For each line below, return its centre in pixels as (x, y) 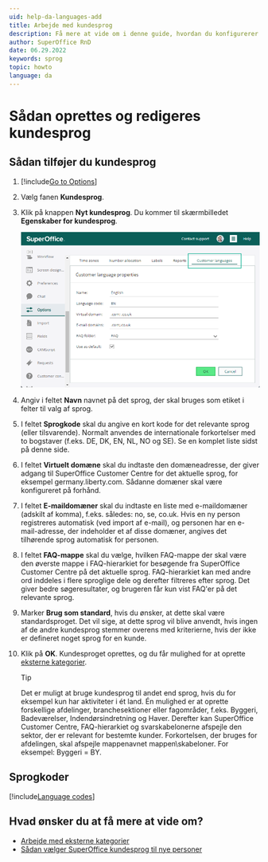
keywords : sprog (36, 59)
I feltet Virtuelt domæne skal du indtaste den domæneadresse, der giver (140, 465)
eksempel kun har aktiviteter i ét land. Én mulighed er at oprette (124, 702)
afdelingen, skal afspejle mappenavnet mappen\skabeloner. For (124, 744)
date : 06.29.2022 (38, 51)
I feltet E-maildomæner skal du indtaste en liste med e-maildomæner (134, 506)
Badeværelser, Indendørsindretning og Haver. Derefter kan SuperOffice (137, 719)
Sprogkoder (39, 777)
